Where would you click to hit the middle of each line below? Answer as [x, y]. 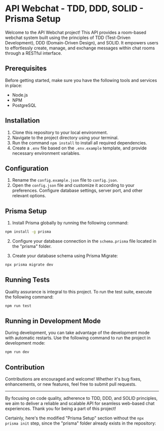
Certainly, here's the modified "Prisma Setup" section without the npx [74, 418]
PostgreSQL [24, 105]
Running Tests [27, 280]
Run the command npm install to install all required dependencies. [80, 143]
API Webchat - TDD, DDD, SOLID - [74, 9]
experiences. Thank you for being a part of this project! [61, 409]
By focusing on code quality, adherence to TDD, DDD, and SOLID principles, [81, 398]
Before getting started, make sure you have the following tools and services [81, 80]
